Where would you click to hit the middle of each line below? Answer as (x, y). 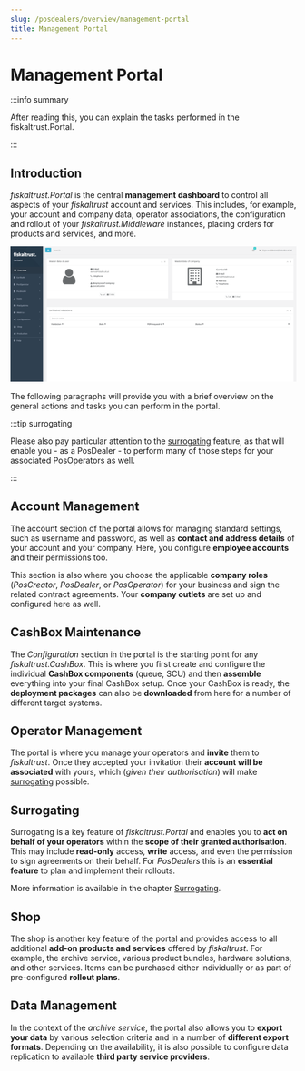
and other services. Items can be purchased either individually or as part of (151, 968)
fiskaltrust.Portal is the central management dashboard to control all (139, 195)
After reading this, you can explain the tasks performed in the (125, 117)
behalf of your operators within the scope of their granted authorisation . (148, 842)
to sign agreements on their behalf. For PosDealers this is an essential (142, 861)
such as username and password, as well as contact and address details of (152, 538)
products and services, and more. (74, 234)
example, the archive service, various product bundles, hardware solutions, (151, 958)
